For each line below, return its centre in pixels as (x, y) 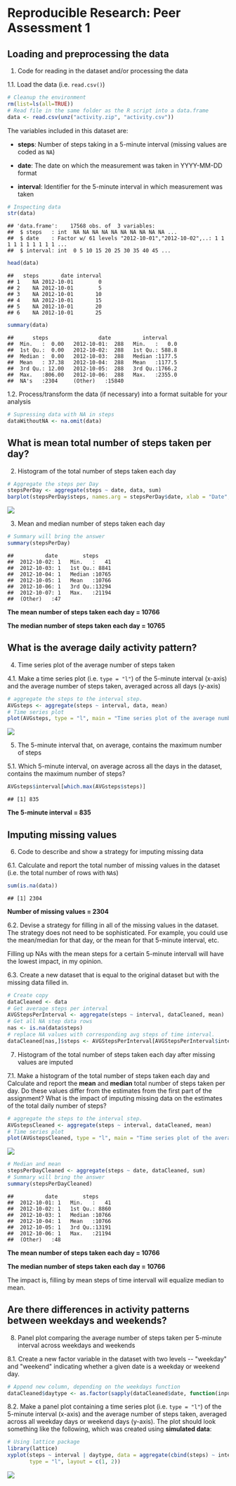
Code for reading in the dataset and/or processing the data (103, 71)
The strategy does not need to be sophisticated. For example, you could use (118, 932)
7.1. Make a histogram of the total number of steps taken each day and (109, 1075)
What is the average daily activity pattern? (102, 648)
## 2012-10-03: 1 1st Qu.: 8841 (59, 568)
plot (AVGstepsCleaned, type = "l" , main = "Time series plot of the (110, 1138)
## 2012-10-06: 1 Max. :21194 (59, 1233)
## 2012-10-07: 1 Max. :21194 (59, 593)
